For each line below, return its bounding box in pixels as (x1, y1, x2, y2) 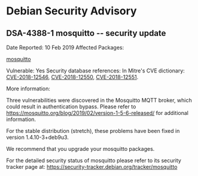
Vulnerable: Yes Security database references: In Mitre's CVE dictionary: (6, 67, 185, 74)
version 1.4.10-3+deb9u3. (6, 133, 69, 141)
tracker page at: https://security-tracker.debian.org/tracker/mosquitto (6, 163, 178, 170)
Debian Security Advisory (6, 4, 137, 18)
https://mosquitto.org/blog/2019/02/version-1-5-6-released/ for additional (6, 110, 188, 116)
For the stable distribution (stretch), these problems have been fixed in (6, 128, 180, 134)
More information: (6, 85, 51, 92)
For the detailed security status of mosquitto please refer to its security (6, 157, 181, 164)
